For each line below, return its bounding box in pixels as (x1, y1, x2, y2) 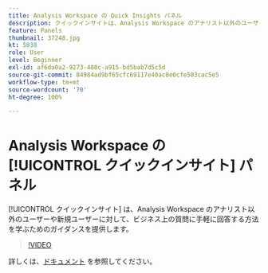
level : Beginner (8, 57, 62, 64)
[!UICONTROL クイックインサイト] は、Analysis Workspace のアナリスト (8, 205, 249, 214)
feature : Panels (8, 26, 62, 34)
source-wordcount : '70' (8, 85, 88, 94)
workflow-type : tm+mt (8, 78, 81, 86)
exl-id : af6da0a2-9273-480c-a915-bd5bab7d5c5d (8, 64, 166, 72)
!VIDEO (27, 240, 52, 250)
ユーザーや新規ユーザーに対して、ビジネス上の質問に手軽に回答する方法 (22, 214, 259, 224)
